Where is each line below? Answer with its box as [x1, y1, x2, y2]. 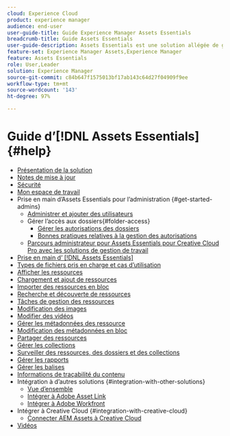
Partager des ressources [16, 334, 87, 342]
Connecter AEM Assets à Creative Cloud [27, 413, 142, 422]
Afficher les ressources [16, 268, 84, 276]
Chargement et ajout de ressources [16, 275, 118, 284]
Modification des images [16, 304, 87, 312]
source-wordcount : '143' [7, 87, 78, 93]
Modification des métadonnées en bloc [16, 326, 128, 334]
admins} [16, 202, 41, 210]
